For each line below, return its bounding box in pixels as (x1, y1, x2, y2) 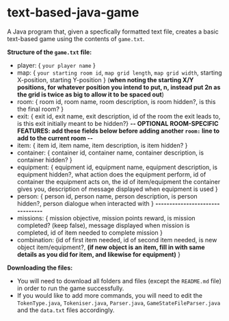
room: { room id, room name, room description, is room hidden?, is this (16, 97, 216, 105)
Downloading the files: (7, 264, 73, 272)
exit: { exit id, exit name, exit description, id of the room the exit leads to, (16, 112, 221, 120)
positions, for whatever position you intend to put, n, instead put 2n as (16, 83, 221, 91)
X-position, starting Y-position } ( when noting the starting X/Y (16, 75, 194, 84)
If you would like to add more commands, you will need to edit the (16, 291, 203, 299)
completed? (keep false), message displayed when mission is (16, 221, 190, 229)
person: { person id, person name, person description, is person (16, 192, 198, 200)
